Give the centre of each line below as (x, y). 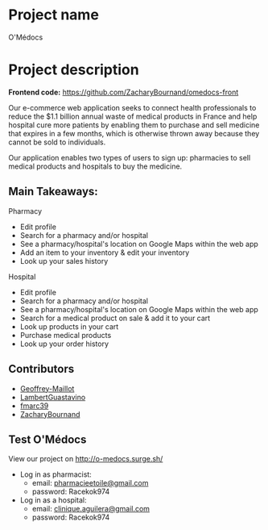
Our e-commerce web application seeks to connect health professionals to (132, 107)
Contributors (41, 369)
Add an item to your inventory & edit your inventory (105, 252)
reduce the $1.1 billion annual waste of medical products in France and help (133, 116)
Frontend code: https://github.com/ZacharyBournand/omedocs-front (124, 92)
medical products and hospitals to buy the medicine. (95, 166)
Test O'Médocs (47, 439)
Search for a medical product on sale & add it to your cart (115, 318)
